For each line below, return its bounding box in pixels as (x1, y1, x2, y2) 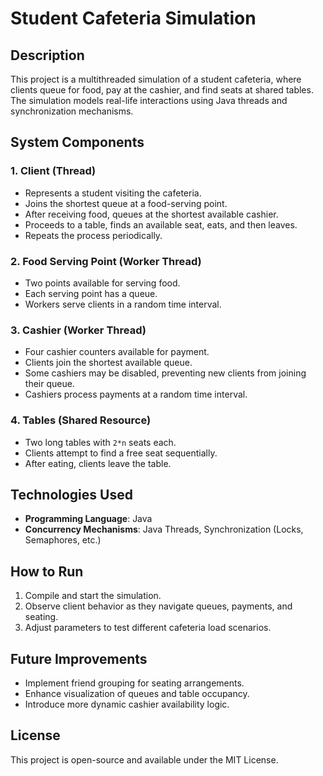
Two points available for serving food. (24, 277, 181, 289)
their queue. (24, 378, 75, 390)
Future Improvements (10, 650, 148, 667)
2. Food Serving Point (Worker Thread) (10, 254, 202, 268)
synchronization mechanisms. (10, 105, 134, 117)
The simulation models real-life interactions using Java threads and (10, 95, 288, 106)
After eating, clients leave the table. (24, 457, 172, 469)
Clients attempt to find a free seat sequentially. (24, 447, 218, 459)
